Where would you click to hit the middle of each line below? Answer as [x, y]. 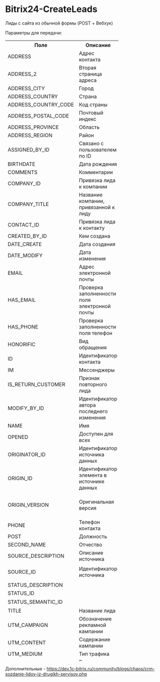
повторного [93, 384]
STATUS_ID [21, 593]
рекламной [92, 625]
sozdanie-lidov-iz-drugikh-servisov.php [46, 674]
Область [89, 127]
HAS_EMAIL [22, 300]
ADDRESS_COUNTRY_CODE [41, 105]
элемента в [93, 475]
